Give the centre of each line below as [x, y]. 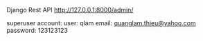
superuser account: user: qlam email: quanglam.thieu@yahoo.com [101, 23]
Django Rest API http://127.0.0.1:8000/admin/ [70, 10]
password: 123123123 [37, 30]
